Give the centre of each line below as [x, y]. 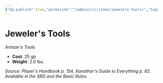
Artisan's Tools [20, 47]
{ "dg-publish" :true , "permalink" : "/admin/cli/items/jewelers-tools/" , [77, 9]
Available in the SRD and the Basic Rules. [46, 76]
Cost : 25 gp [24, 56]
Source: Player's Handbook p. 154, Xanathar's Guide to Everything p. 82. [78, 71]
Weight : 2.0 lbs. [28, 62]
